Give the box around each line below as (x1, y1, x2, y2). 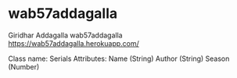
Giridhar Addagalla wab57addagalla (8, 30, 123, 40)
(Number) (8, 62, 40, 71)
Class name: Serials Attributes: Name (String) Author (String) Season (8, 54, 230, 63)
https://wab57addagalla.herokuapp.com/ (8, 38, 139, 48)
